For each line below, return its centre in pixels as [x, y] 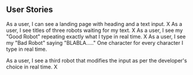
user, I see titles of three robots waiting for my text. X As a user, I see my [95, 30]
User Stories [30, 10]
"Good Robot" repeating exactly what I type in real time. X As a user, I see [96, 36]
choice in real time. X [32, 67]
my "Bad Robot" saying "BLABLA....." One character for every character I [95, 43]
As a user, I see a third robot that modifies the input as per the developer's [97, 60]
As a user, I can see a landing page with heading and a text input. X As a [94, 24]
